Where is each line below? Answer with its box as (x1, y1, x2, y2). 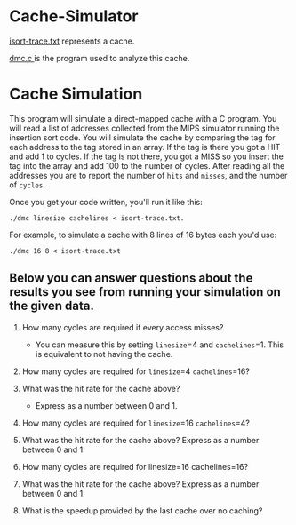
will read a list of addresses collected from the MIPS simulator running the (9, 123, 280, 133)
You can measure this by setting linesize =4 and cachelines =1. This (35, 339, 284, 350)
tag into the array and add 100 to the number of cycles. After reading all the (9, 160, 285, 171)
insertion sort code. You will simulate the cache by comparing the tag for (9, 131, 276, 143)
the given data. (9, 298, 95, 314)
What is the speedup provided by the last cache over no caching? (21, 505, 263, 516)
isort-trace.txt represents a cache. (9, 36, 135, 46)
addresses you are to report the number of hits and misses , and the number (9, 170, 288, 180)
